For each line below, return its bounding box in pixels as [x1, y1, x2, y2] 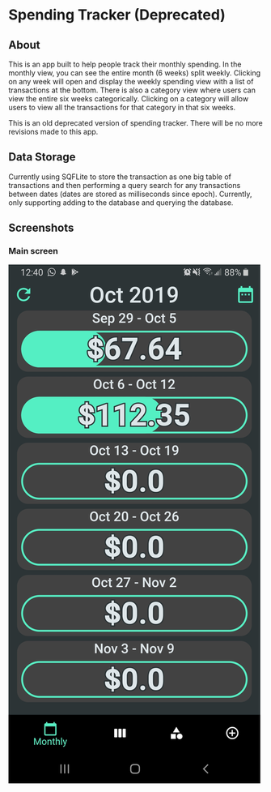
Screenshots [8, 221, 74, 235]
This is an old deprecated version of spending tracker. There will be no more [8, 118, 263, 127]
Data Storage [8, 150, 76, 164]
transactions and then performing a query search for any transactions [8, 180, 241, 190]
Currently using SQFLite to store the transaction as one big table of [8, 172, 232, 182]
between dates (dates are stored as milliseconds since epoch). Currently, [8, 189, 252, 199]
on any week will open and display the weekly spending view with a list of [8, 77, 254, 86]
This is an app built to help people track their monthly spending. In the [8, 59, 242, 69]
